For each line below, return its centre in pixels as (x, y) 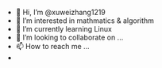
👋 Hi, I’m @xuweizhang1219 (60, 12)
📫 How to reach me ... (52, 46)
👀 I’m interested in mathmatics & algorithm (85, 21)
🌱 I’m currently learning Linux (64, 29)
